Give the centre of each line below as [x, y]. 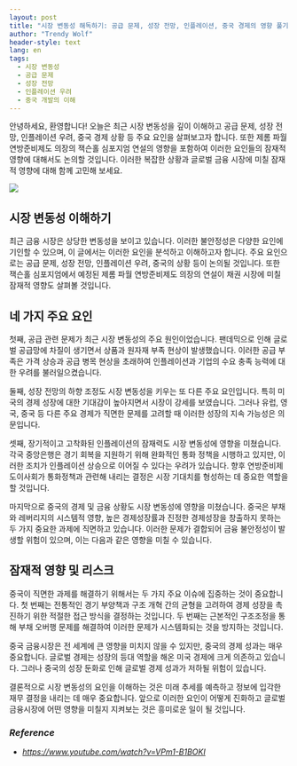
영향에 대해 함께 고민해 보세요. [70, 170]
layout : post [33, 17]
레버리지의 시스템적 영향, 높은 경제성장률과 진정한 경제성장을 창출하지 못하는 [150, 517]
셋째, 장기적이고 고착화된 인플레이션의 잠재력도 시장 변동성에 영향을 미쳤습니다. [145, 443]
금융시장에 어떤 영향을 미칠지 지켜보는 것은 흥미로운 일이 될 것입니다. [127, 709]
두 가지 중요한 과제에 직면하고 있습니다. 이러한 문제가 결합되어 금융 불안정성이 [143, 529]
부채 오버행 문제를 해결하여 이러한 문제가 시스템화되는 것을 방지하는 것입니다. [151, 627]
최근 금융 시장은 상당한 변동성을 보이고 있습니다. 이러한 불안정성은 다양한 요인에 [146, 241]
